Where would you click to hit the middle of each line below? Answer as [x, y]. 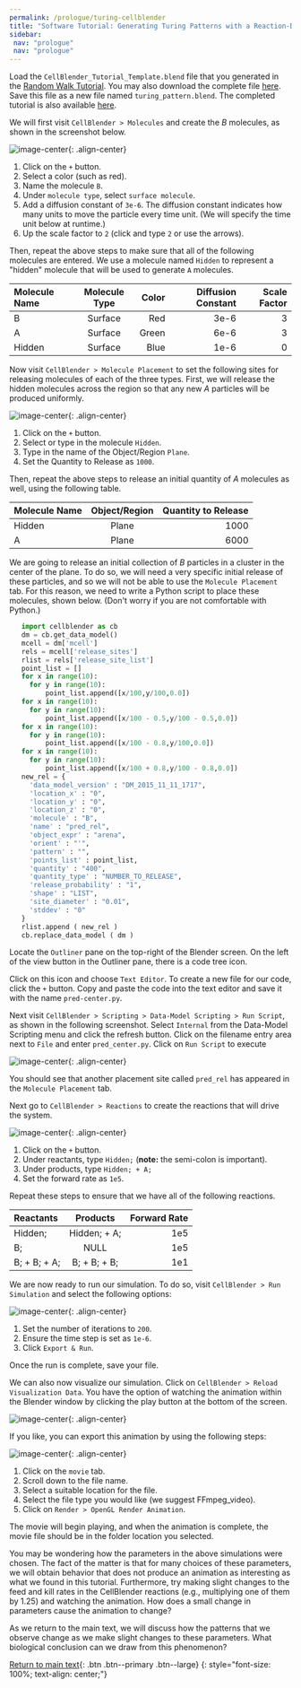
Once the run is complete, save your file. [84, 1365]
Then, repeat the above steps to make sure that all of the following [132, 251]
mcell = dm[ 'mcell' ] [60, 643]
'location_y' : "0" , [67, 802]
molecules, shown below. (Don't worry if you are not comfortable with [138, 601]
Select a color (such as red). [74, 177]
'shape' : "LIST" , [64, 893]
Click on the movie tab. [64, 1471]
